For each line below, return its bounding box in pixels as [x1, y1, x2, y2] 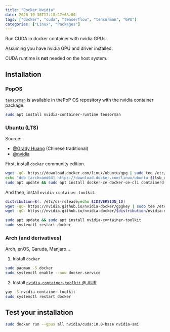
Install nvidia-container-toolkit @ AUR [12, 280, 97, 286]
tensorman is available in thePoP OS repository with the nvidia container [5, 97, 154, 103]
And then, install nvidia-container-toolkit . [5, 189, 96, 195]
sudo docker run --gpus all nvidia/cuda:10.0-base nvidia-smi [5, 321, 139, 327]
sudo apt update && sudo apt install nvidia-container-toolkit [5, 218, 142, 223]
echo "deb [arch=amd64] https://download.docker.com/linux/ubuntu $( [5, 175, 155, 180]
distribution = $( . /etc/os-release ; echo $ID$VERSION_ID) [5, 199, 125, 204]
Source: [5, 136, 22, 142]
